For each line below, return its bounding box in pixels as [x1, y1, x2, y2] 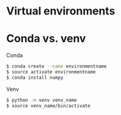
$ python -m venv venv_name [6, 97, 77, 103]
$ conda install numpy [6, 74, 64, 81]
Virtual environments [6, 4, 116, 18]
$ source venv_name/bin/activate [6, 102, 91, 109]
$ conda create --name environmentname [6, 63, 107, 70]
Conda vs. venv [6, 32, 87, 46]
